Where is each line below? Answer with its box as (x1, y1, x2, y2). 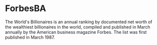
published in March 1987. (5, 34, 55, 40)
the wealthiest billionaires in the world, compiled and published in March (5, 24, 150, 30)
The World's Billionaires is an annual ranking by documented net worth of (5, 19, 153, 25)
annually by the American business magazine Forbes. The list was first (5, 29, 147, 35)
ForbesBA (5, 3, 46, 14)
